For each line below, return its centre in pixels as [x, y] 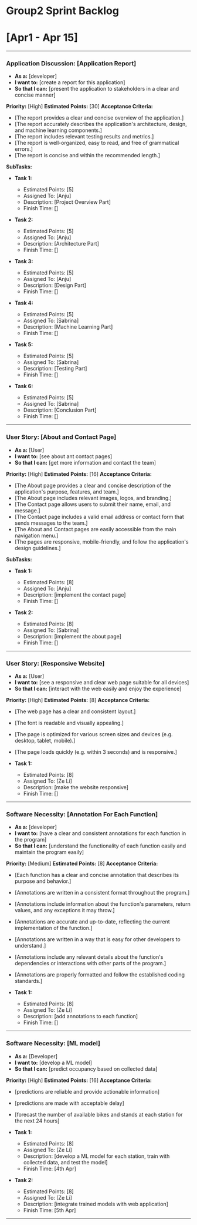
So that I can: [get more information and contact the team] [85, 462]
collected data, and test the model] [65, 1162]
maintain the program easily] [49, 852]
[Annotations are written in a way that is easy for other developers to [97, 939]
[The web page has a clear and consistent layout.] [75, 711]
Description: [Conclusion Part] [60, 410]
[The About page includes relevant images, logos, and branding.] [93, 498]
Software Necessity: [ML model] [53, 1044]
